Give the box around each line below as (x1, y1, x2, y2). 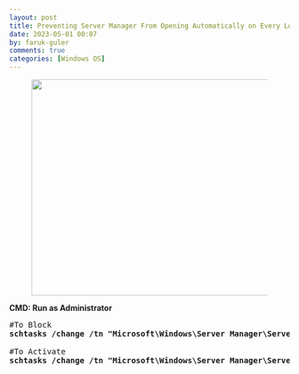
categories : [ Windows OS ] (9, 54, 105, 63)
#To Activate (9, 346, 67, 356)
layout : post (9, 12, 58, 22)
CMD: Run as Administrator (9, 303, 113, 313)
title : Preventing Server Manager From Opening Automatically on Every (9, 21, 280, 30)
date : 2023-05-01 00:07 (9, 29, 98, 38)
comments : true (9, 46, 66, 55)
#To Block (9, 320, 52, 329)
